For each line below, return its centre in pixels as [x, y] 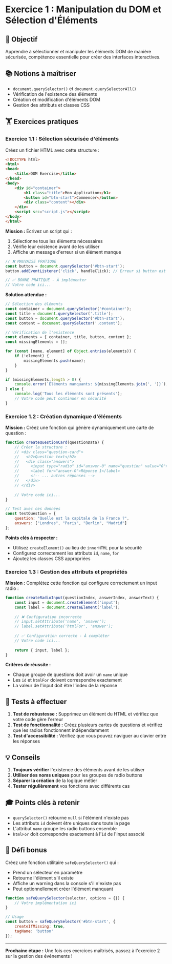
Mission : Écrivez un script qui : [39, 231]
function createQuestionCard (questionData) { [55, 443]
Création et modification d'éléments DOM [57, 99]
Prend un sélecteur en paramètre [48, 872]
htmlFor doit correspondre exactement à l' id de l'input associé [79, 834]
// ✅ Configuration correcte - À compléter [62, 636]
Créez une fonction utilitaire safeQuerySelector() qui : [62, 863]
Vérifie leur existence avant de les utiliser [56, 247]
